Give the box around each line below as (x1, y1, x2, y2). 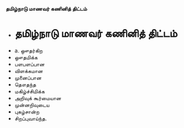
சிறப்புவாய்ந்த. (14, 115, 47, 122)
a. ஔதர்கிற (14, 46, 43, 54)
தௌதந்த (14, 81, 37, 88)
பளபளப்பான (14, 60, 45, 68)
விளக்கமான (14, 67, 43, 74)
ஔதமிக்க (14, 54, 38, 61)
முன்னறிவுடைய (14, 101, 49, 108)
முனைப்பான (14, 74, 42, 81)
